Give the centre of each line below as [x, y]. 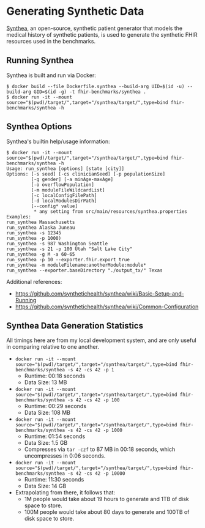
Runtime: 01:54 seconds [55, 436]
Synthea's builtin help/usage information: [58, 141]
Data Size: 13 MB [46, 382]
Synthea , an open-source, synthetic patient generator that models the [94, 28]
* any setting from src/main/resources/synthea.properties [110, 211]
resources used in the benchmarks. [51, 41]
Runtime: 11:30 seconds [54, 480]
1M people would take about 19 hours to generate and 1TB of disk [106, 499]
